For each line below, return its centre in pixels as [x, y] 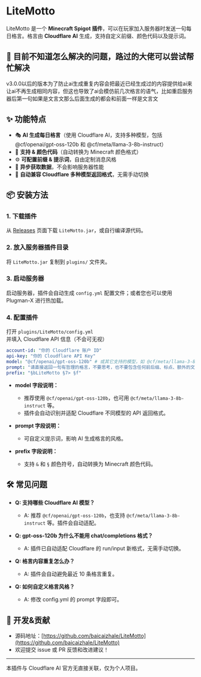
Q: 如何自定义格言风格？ [45, 587]
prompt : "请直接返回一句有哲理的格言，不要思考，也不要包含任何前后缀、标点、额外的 [98, 367]
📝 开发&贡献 [28, 620]
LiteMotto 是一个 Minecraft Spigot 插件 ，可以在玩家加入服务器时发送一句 [96, 28]
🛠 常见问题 [27, 484]
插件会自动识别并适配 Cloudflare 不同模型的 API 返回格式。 [96, 413]
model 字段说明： [36, 385]
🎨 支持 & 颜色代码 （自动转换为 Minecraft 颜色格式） [78, 152]
